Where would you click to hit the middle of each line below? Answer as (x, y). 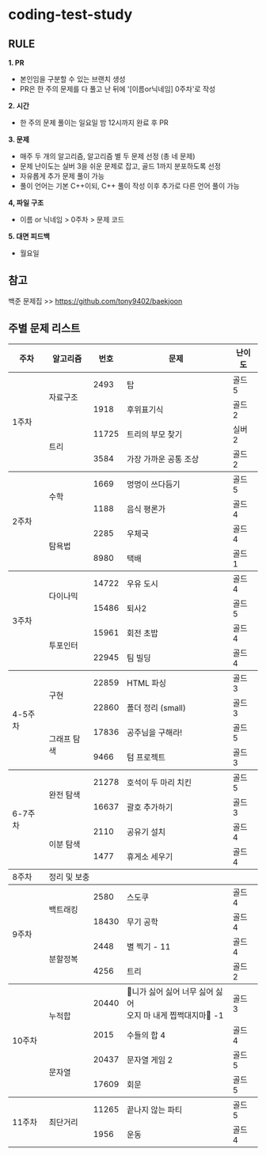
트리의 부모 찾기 (154, 434)
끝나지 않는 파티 (154, 1109)
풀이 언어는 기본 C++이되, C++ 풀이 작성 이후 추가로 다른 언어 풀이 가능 (129, 186)
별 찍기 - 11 (148, 946)
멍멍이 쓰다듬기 (153, 484)
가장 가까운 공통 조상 (163, 459)
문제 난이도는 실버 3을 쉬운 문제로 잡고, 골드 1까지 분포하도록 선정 (120, 166)
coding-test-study (70, 15)
